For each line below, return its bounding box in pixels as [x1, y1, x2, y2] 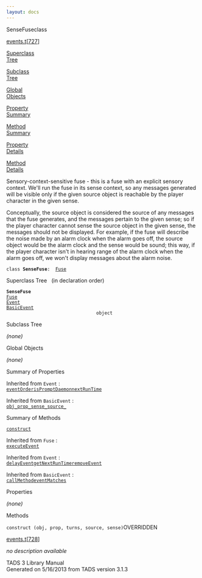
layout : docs [6, 9, 40, 15]
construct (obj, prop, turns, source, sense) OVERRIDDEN [6, 523, 158, 531]
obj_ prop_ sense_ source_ [6, 403, 67, 410]
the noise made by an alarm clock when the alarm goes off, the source [6, 234, 183, 242]
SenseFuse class [6, 26, 47, 33]
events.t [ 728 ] [6, 535, 40, 543]
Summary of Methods [6, 414, 61, 421]
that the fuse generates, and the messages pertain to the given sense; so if [6, 215, 195, 223]
